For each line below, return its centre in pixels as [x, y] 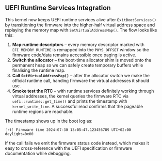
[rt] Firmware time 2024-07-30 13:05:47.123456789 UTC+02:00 [68, 130]
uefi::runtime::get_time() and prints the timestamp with [70, 101]
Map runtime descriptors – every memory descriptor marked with [78, 44]
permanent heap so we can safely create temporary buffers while [77, 65]
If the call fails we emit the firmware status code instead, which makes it [77, 143]
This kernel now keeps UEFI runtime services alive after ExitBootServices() [81, 19]
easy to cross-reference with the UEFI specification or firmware [69, 148]
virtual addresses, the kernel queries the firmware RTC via [70, 96]
